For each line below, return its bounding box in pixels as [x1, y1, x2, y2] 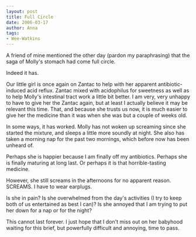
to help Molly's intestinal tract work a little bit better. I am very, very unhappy [6, 93, 191, 100]
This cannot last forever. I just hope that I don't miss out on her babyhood [6, 218, 183, 225]
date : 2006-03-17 [6, 19, 49, 25]
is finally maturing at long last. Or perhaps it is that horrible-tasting [6, 159, 167, 166]
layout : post [6, 8, 38, 15]
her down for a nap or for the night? [6, 207, 92, 214]
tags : [6, 30, 19, 36]
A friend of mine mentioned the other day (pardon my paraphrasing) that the [6, 52, 190, 59]
